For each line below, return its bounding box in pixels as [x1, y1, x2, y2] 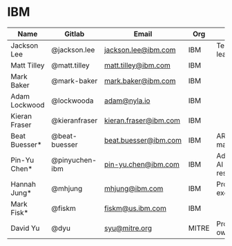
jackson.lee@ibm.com [104, 45, 176, 54]
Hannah [10, 179, 37, 189]
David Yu [10, 223, 40, 233]
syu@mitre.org [104, 223, 152, 233]
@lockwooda [51, 96, 94, 105]
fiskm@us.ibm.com [104, 203, 167, 213]
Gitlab [64, 29, 85, 39]
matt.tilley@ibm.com [104, 60, 171, 70]
